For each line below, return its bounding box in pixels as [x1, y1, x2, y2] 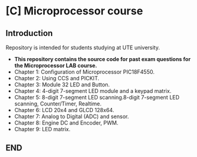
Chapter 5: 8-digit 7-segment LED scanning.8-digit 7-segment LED [14, 94, 180, 101]
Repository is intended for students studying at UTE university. [5, 44, 160, 51]
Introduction [5, 28, 53, 38]
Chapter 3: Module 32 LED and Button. [14, 81, 110, 88]
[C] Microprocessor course [5, 4, 143, 18]
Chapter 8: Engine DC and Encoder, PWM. [14, 119, 119, 126]
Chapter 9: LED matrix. [14, 126, 71, 132]
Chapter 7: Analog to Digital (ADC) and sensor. [14, 113, 129, 120]
